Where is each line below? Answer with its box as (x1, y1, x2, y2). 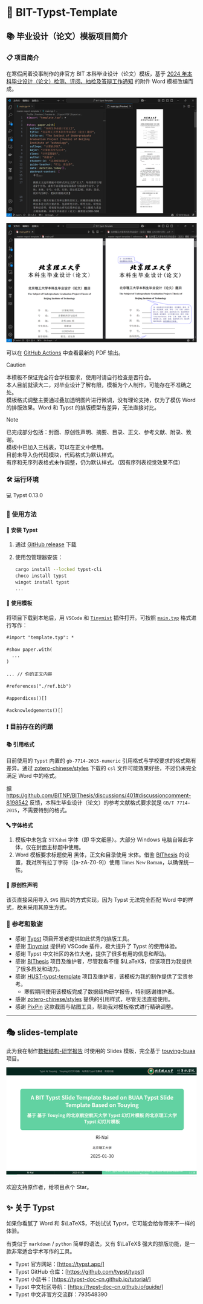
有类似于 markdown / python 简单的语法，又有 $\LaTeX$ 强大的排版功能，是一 (6, 1240, 195, 1248)
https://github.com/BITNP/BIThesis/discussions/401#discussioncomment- (6, 792, 192, 799)
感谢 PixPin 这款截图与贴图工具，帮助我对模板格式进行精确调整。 (14, 1003, 177, 1010)
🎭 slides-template (6, 1028, 79, 1038)
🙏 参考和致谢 (6, 920, 43, 928)
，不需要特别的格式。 (17, 807, 71, 814)
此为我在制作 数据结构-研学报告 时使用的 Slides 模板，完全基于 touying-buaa (6, 1047, 196, 1054)
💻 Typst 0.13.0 (6, 492, 43, 499)
